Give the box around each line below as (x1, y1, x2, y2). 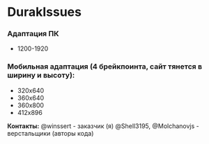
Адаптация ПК (7, 29, 59, 39)
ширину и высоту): (7, 71, 75, 80)
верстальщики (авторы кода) (7, 129, 94, 137)
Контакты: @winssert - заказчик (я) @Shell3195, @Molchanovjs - (7, 122, 200, 130)
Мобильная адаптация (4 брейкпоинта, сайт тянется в (7, 62, 203, 71)
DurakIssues (7, 4, 82, 20)
